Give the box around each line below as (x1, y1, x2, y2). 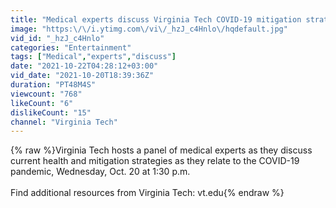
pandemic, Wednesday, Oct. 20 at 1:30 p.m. (10, 166, 191, 178)
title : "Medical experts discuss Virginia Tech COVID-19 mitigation (10, 14, 302, 25)
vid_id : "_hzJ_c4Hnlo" (10, 33, 105, 43)
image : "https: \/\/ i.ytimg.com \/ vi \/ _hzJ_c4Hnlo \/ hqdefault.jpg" (10, 24, 288, 34)
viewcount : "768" (10, 89, 83, 99)
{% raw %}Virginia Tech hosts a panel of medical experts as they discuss (10, 144, 313, 156)
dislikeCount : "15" (10, 107, 92, 118)
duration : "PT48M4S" (10, 80, 97, 90)
